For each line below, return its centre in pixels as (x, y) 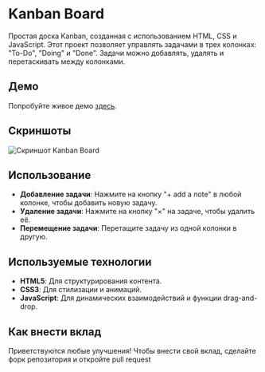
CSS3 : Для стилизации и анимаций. (80, 290)
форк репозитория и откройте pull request (80, 359)
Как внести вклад (55, 332)
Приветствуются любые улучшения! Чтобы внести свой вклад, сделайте (132, 351)
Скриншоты (40, 131)
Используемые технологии (80, 261)
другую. (33, 237)
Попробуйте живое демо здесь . (62, 105)
